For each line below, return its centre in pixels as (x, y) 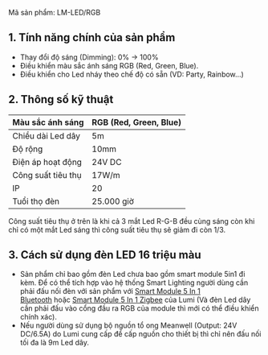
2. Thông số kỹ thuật (61, 99)
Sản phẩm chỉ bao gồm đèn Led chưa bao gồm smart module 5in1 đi (132, 275)
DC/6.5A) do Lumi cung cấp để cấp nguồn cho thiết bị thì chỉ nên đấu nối (140, 334)
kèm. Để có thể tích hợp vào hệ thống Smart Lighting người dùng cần (134, 283)
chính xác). (39, 317)
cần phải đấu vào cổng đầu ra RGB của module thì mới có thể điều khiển (139, 308)
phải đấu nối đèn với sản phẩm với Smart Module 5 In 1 (110, 291)
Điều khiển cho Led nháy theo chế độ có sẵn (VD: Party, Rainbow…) (132, 74)
